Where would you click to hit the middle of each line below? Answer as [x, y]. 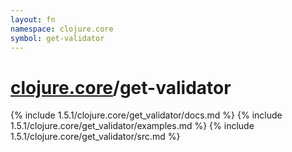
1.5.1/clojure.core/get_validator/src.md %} [95, 137]
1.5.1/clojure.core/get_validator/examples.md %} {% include [132, 126]
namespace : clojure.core [62, 29]
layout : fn [33, 19]
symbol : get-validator [57, 38]
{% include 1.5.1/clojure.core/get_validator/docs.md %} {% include [146, 115]
